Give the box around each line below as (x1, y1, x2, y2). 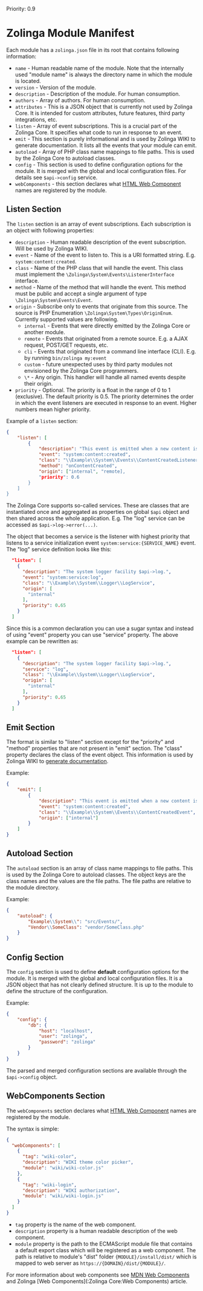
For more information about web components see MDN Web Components (6, 1271, 190, 1278)
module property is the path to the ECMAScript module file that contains (14, 1240, 193, 1247)
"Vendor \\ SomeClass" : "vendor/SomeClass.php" (28, 924, 145, 930)
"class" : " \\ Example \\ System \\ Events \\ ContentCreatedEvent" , (38, 809, 196, 815)
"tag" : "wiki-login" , (22, 1181, 77, 1188)
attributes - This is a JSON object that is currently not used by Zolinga (14, 103, 193, 110)
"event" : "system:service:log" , (22, 574, 104, 580)
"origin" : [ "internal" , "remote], (38, 468, 126, 475)
